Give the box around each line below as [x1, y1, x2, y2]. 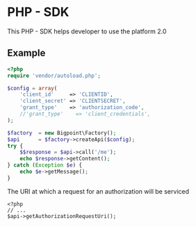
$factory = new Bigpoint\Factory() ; [7, 129, 117, 136]
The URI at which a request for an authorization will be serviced [7, 187, 190, 195]
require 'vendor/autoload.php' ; [7, 72, 101, 79]
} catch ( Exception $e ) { [7, 162, 82, 169]
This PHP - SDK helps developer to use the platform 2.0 [7, 27, 167, 35]
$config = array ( [7, 85, 58, 92]
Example [7, 47, 46, 59]
